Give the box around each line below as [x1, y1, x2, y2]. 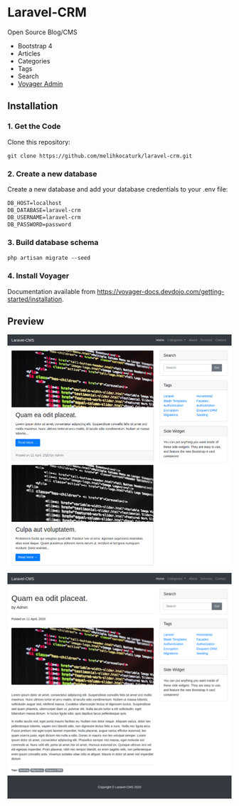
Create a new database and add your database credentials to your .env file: [7, 184, 228, 193]
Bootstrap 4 [17, 41, 53, 50]
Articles [17, 49, 41, 58]
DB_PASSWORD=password [7, 221, 72, 228]
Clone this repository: [7, 137, 71, 146]
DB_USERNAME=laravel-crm [7, 214, 81, 221]
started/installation [7, 295, 63, 303]
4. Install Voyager [7, 271, 70, 281]
